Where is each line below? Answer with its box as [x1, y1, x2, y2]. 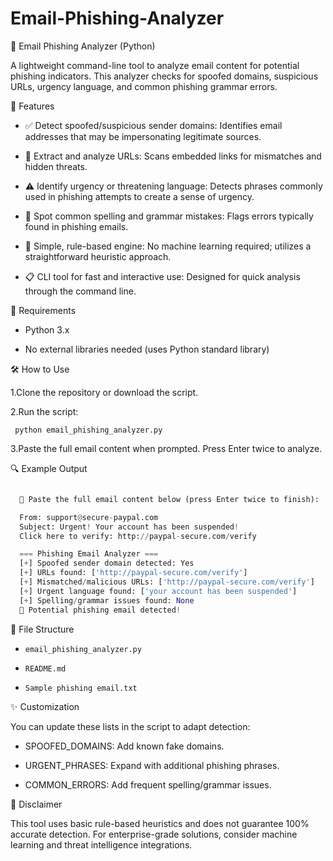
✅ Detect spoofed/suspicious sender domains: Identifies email [24, 119, 283, 131]
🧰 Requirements [10, 304, 77, 316]
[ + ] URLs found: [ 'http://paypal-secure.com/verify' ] [19, 568, 248, 578]
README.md [24, 663, 67, 674]
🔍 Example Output [10, 462, 88, 474]
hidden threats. [24, 160, 88, 172]
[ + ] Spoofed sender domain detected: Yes [19, 558, 195, 569]
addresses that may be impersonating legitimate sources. [24, 130, 262, 142]
